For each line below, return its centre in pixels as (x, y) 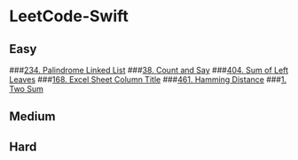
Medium (32, 117)
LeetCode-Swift (69, 16)
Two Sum (27, 89)
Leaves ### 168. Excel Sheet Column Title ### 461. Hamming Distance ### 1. (148, 80)
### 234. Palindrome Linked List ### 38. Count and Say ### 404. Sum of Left (149, 70)
